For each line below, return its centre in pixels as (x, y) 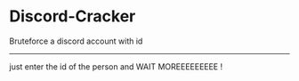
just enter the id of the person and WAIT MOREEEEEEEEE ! (116, 66)
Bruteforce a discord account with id (76, 41)
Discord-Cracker (73, 16)
